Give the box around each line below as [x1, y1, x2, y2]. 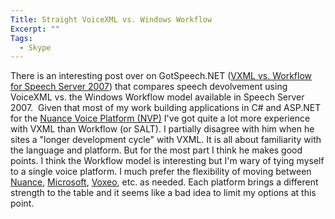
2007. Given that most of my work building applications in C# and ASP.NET [10, 102, 322, 114]
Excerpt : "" [10, 24, 60, 34]
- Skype [19, 42, 52, 53]
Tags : [10, 33, 33, 43]
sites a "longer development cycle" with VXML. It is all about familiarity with [10, 134, 322, 146]
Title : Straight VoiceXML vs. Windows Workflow [10, 14, 213, 25]
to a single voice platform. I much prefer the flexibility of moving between [10, 166, 312, 178]
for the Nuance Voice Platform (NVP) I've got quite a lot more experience [10, 112, 311, 125]
